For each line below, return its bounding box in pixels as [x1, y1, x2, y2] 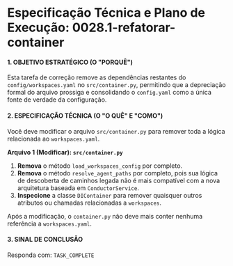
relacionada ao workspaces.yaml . [7, 134, 100, 143]
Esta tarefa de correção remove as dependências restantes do [7, 73, 186, 81]
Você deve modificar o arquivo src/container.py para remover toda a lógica [7, 127, 225, 135]
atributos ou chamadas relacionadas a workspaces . [17, 198, 162, 207]
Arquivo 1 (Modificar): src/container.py [7, 148, 123, 156]
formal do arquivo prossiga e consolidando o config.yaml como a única [7, 88, 212, 97]
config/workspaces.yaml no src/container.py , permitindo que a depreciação [7, 81, 226, 89]
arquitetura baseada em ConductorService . [17, 183, 139, 192]
